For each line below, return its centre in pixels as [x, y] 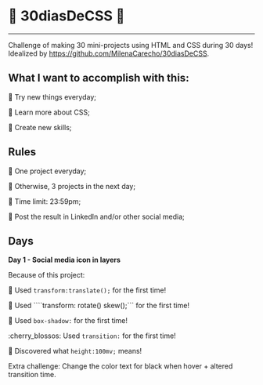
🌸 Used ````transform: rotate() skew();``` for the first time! [99, 306]
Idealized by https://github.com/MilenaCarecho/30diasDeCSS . [109, 53]
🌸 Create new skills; [40, 127]
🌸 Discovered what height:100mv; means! [75, 351]
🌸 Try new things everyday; [52, 96]
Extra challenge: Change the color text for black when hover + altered [121, 366]
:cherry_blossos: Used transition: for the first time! [92, 336]
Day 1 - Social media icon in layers [65, 260]
